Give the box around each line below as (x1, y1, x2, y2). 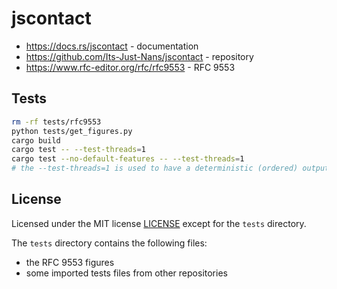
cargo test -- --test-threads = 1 (11, 145, 146, 155)
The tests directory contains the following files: (11, 237, 208, 249)
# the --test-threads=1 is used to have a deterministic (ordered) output (11, 163, 330, 174)
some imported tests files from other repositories (25, 267, 228, 279)
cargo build (11, 135, 61, 146)
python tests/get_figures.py (11, 126, 133, 136)
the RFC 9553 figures (25, 256, 115, 268)
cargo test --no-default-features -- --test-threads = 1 (11, 154, 245, 164)
